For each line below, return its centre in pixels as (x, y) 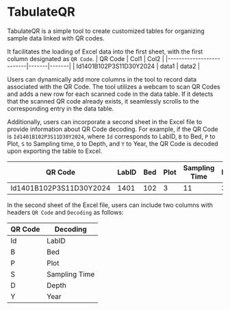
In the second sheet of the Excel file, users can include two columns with (110, 205)
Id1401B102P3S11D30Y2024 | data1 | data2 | (138, 66)
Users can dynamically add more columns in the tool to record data (102, 79)
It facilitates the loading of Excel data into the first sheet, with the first (105, 51)
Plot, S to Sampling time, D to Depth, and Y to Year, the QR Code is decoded (113, 143)
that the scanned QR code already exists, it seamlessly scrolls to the (103, 101)
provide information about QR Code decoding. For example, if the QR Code (113, 129)
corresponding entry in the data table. (61, 108)
